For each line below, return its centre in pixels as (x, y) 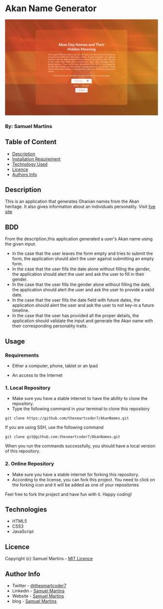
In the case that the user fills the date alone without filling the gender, (81, 269)
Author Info (23, 574)
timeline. (21, 310)
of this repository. (23, 451)
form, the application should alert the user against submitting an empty (83, 259)
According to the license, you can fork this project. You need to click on (83, 479)
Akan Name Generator (51, 9)
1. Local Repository (28, 388)
